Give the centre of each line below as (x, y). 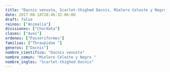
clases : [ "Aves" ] (24, 33)
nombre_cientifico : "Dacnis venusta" (45, 52)
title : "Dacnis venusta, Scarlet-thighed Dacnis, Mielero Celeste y (79, 10)
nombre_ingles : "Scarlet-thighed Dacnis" (50, 62)
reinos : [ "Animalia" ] (28, 24)
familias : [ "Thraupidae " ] (34, 43)
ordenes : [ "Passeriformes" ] (35, 39)
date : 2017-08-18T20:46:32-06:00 (40, 15)
